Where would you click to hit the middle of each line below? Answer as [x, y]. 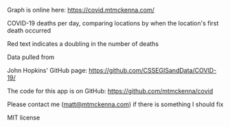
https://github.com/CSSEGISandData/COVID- [153, 70]
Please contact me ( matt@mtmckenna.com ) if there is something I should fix [115, 104]
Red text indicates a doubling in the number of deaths [83, 44]
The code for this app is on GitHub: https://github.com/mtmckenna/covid [110, 91]
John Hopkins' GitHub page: [47, 70]
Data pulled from [31, 57]
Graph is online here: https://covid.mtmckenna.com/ [81, 10]
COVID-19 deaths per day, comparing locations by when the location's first [113, 23]
